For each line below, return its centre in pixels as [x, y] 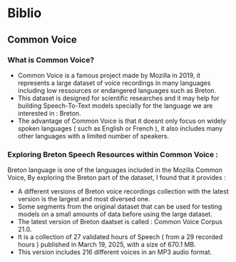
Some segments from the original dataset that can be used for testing [120, 207]
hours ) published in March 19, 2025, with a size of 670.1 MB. [107, 245]
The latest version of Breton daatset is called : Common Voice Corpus [120, 222]
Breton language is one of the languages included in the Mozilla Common [115, 170]
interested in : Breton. [49, 113]
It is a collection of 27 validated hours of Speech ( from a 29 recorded [120, 237]
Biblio [25, 13]
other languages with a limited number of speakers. [93, 136]
